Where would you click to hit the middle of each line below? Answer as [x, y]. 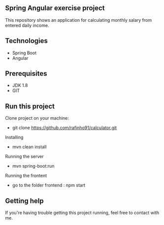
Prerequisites [26, 74]
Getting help [24, 201]
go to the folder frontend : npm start [49, 185]
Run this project [30, 106]
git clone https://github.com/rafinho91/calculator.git [65, 128]
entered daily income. [27, 25]
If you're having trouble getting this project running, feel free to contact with [82, 213]
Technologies [27, 41]
